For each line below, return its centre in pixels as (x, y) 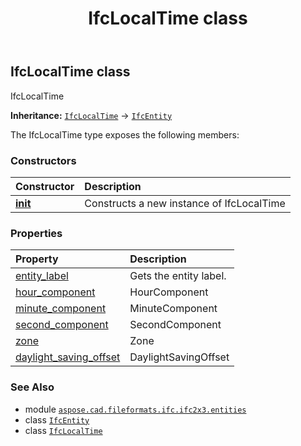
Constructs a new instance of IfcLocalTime (185, 203)
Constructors (43, 160)
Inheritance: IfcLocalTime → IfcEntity (91, 115)
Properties (36, 233)
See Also (32, 387)
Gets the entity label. (178, 276)
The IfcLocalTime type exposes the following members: (125, 134)
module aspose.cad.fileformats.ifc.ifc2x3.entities (135, 409)
